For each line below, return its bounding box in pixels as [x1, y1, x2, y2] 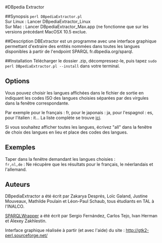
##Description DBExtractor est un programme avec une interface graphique [5, 38, 157, 44]
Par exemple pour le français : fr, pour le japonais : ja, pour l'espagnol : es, [5, 109, 154, 115]
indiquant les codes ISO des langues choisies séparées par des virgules [5, 95, 149, 101]
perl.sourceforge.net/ [5, 232, 48, 239]
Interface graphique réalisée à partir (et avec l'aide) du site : [5, 228, 125, 233]
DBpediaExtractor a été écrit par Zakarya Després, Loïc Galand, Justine [5, 193, 148, 199]
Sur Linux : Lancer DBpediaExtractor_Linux [5, 19, 91, 24]
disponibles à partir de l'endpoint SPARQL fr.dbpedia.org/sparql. [5, 48, 133, 54]
